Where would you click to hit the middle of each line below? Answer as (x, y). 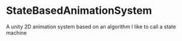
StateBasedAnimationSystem (79, 11)
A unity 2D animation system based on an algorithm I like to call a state (91, 27)
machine (17, 32)
